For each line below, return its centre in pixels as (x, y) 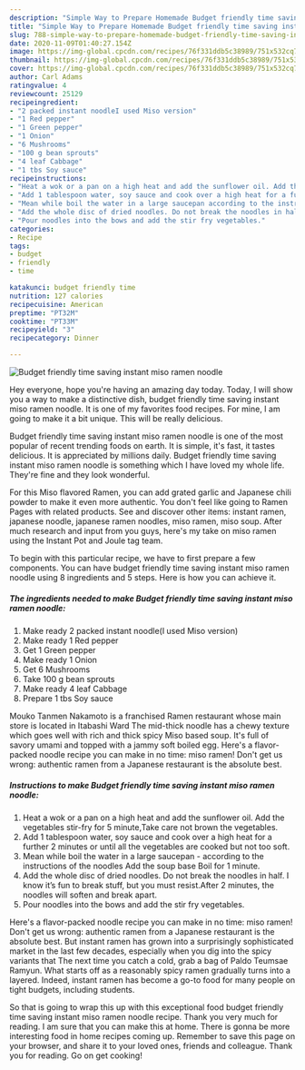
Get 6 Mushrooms (56, 669)
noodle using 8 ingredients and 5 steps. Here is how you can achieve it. (143, 577)
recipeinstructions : (49, 178)
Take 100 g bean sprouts (69, 679)
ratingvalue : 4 (38, 85)
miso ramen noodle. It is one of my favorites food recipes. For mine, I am (145, 409)
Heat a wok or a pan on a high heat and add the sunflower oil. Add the (153, 817)
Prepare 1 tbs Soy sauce (68, 698)
